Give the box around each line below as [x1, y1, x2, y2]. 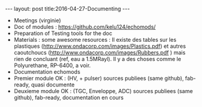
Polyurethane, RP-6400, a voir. [13, 62, 91, 69]
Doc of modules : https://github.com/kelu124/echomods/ [13, 24, 156, 30]
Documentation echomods [13, 68, 81, 75]
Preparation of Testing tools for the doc [13, 30, 113, 37]
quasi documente [31, 81, 75, 88]
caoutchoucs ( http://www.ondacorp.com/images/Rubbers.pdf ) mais [13, 49, 186, 56]
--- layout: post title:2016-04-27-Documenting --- [5, 5, 130, 12]
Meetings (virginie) [13, 17, 61, 24]
